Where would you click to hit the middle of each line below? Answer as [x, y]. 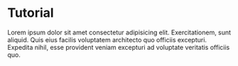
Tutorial [31, 13]
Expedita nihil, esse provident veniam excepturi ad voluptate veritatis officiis [119, 47]
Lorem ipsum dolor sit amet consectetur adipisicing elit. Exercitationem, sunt [119, 32]
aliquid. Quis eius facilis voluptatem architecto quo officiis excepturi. [107, 39]
